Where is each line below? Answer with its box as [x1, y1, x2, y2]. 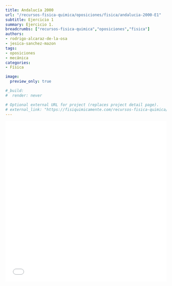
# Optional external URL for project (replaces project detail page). [5, 102, 159, 107]
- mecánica [5, 55, 29, 61]
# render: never [5, 93, 42, 98]
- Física [5, 65, 24, 70]
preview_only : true [10, 79, 52, 84]
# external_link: [5, 107, 42, 112]
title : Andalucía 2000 [5, 7, 54, 13]
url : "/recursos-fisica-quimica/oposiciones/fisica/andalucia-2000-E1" [5, 12, 161, 17]
